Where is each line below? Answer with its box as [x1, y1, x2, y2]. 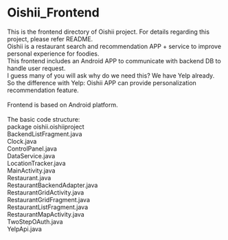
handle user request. [7, 64, 66, 72]
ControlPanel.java [7, 144, 57, 153]
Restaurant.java [7, 173, 52, 182]
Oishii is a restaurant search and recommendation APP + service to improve [7, 42, 222, 50]
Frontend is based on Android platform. [7, 100, 118, 109]
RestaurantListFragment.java [7, 203, 88, 211]
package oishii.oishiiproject [7, 122, 84, 131]
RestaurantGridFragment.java [7, 195, 91, 204]
